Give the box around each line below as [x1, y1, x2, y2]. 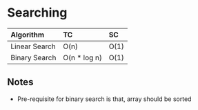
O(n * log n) [63, 53, 102, 62]
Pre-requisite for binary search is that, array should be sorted [17, 95, 192, 103]
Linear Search [10, 42, 57, 51]
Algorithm [10, 30, 45, 39]
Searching [7, 5, 68, 21]
